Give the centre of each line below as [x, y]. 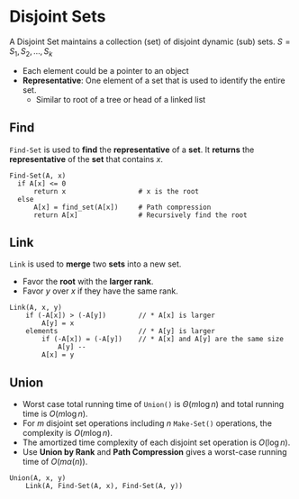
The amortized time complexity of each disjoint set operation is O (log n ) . [156, 442]
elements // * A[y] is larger [121, 331]
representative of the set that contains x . [86, 159]
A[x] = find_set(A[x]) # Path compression [122, 207]
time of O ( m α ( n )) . [55, 462]
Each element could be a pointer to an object [105, 70]
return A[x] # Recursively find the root [140, 215]
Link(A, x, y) [36, 308]
